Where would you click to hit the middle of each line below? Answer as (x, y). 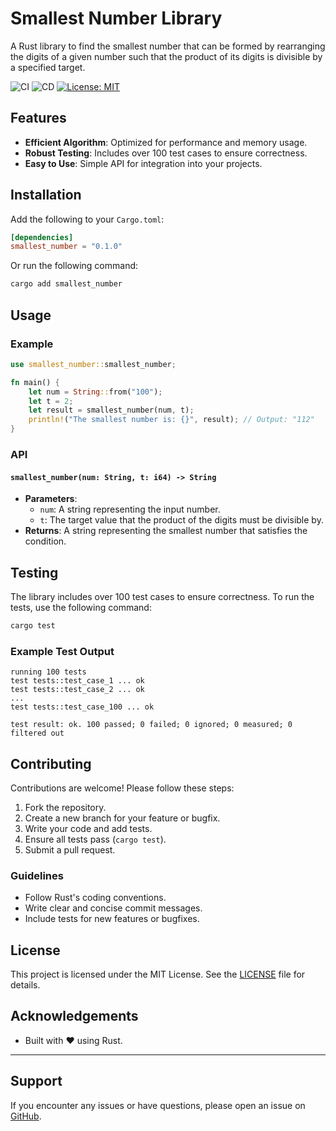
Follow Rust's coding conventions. (95, 898)
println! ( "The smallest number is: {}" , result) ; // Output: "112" (171, 420)
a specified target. (48, 67)
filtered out (37, 733)
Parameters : (51, 499)
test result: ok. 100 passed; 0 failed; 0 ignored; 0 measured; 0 (151, 725)
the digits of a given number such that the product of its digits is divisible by (166, 56)
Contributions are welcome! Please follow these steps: (122, 788)
